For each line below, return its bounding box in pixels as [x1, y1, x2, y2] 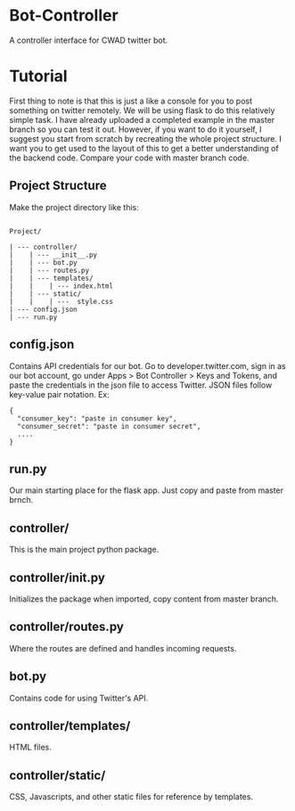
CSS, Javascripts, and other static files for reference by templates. [9, 791, 254, 802]
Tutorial [9, 66, 69, 86]
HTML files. [9, 741, 52, 753]
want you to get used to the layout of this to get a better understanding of [9, 143, 279, 153]
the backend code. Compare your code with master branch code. [9, 152, 250, 163]
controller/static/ [9, 767, 106, 782]
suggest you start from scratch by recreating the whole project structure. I [9, 133, 283, 143]
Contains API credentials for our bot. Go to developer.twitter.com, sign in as [9, 360, 287, 371]
